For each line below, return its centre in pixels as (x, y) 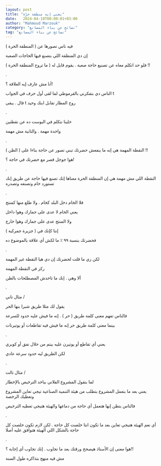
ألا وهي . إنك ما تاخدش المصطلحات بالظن (43, 278)
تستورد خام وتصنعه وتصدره (30, 184)
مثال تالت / (16, 372)
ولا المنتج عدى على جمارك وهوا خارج (39, 221)
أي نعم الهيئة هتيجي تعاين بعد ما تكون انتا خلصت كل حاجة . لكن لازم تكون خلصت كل (81, 425)
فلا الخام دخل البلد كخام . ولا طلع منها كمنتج (45, 202)
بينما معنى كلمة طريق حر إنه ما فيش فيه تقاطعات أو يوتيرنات (60, 325)
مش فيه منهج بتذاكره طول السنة (35, 458)
